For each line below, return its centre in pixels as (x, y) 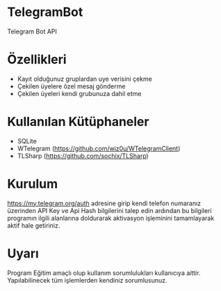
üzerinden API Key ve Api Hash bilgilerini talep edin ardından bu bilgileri (109, 210)
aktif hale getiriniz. (34, 225)
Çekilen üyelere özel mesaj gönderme (71, 86)
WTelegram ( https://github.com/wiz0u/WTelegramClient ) (99, 148)
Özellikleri (37, 60)
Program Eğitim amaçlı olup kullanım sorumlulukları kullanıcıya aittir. (104, 273)
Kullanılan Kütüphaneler (78, 122)
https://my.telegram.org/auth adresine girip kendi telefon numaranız (104, 203)
